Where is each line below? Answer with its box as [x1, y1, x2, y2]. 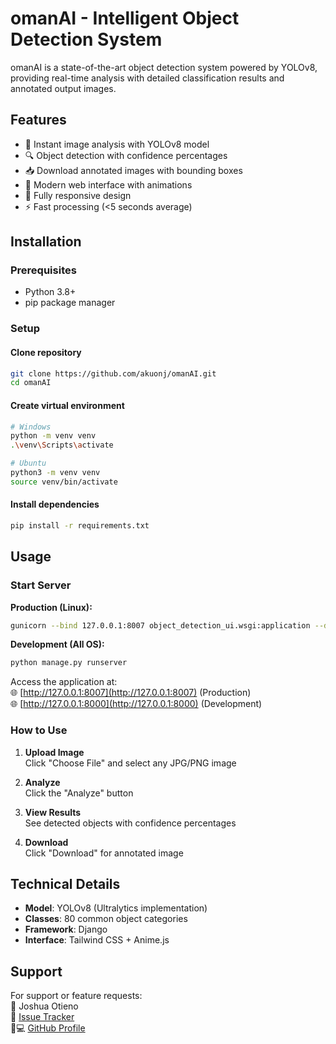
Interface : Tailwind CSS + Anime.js [24, 934, 170, 946]
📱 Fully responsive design [24, 189, 132, 201]
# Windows [10, 422, 52, 432]
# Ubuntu [10, 458, 47, 469]
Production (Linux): [10, 601, 93, 613]
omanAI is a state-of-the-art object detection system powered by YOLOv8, [10, 61, 318, 73]
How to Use [10, 723, 68, 737]
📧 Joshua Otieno [10, 1000, 79, 1012]
